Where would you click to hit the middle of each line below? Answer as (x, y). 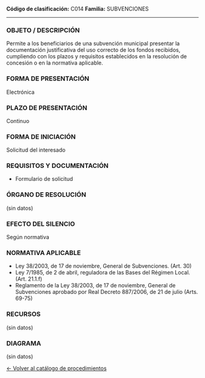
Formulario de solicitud (44, 179)
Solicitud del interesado (36, 150)
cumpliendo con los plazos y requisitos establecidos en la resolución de (97, 57)
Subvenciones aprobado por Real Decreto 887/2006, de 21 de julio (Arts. (106, 292)
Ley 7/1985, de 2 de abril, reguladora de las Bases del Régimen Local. (103, 273)
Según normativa (28, 237)
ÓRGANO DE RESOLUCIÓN (46, 195)
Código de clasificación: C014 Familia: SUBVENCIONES (78, 9)
